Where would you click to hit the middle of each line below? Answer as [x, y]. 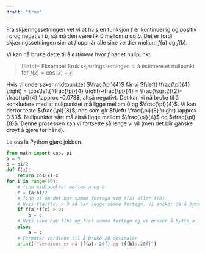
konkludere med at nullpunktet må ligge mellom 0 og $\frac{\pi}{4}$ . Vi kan [101, 104]
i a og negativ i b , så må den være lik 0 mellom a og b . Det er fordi [89, 36]
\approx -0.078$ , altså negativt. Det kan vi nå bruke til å [109, 97]
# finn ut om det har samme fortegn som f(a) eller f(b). [92, 198]
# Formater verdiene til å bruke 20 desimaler [77, 238]
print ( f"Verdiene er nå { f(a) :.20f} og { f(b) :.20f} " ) [87, 244]
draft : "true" [24, 12]
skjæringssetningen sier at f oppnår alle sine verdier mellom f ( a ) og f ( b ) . [97, 42]
